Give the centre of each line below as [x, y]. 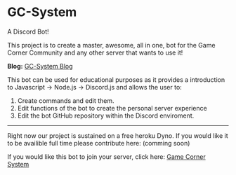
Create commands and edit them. [66, 100]
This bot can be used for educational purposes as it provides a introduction [116, 79]
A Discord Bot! [28, 31]
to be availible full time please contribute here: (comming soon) [99, 143]
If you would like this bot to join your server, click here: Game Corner [106, 156]
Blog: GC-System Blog [40, 66]
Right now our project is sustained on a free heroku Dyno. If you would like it [118, 135]
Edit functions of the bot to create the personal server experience [112, 108]
